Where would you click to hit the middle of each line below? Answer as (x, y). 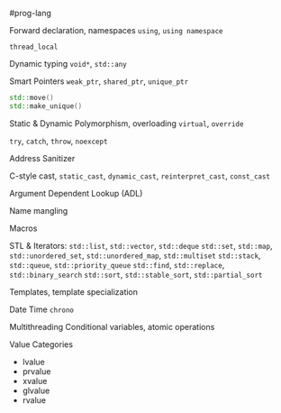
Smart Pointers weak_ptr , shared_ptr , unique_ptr (99, 81)
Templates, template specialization (73, 291)
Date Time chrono (42, 309)
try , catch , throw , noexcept (59, 141)
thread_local (34, 47)
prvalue (36, 371)
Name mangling (39, 210)
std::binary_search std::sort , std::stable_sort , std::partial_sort (136, 274)
